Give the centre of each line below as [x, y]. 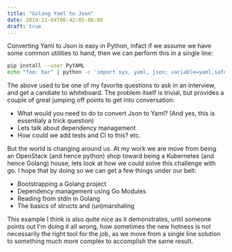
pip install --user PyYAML [46, 66]
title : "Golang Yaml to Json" [51, 13]
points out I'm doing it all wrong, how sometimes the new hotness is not [109, 227]
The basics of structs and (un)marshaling [76, 206]
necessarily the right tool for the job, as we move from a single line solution [114, 234]
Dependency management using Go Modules [81, 191]
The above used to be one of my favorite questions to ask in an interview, [112, 85]
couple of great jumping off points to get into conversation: [91, 100]
